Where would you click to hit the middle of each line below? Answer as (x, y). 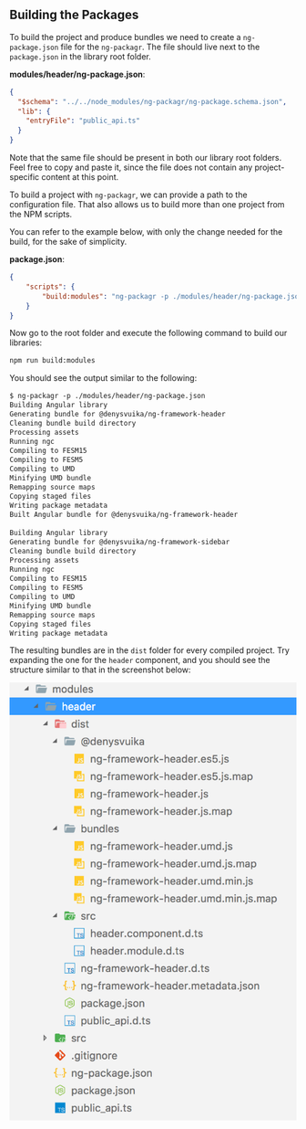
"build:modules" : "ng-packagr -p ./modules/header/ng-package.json (173, 296)
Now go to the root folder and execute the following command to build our (148, 333)
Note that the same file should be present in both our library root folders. (146, 158)
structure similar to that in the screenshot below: (100, 670)
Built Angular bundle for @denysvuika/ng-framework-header (124, 515)
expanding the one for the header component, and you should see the (140, 660)
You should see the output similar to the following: (103, 378)
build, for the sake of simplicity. (68, 242)
